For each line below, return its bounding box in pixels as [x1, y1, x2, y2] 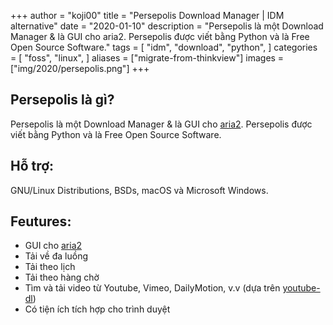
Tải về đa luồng [24, 250, 88, 262]
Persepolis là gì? [10, 91, 115, 109]
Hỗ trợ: [10, 158, 55, 175]
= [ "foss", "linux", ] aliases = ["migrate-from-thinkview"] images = [10, 52, 285, 64]
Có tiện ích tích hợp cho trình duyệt [24, 303, 171, 315]
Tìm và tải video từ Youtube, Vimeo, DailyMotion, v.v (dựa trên [24, 282, 281, 294]
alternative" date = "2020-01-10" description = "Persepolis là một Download [10, 20, 324, 32]
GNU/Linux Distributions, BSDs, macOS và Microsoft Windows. [10, 184, 269, 196]
